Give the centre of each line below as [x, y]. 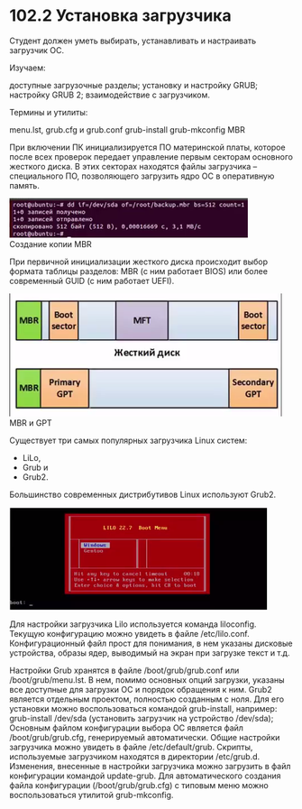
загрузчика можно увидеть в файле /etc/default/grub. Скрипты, [131, 747]
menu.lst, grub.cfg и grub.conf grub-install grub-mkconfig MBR [127, 129]
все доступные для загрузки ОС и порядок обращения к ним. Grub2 [141, 689]
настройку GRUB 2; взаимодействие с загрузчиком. [110, 95]
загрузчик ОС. [37, 50]
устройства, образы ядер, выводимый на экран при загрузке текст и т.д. [150, 653]
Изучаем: [28, 68]
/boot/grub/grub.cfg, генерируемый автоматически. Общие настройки [145, 737]
